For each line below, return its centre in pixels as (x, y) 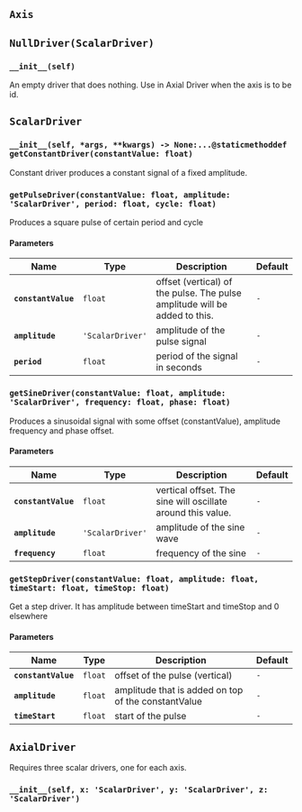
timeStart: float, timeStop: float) (89, 588)
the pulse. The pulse (199, 293)
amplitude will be (191, 305)
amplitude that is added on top (179, 690)
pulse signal (181, 342)
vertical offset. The (195, 489)
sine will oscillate (191, 501)
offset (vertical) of (194, 282)
